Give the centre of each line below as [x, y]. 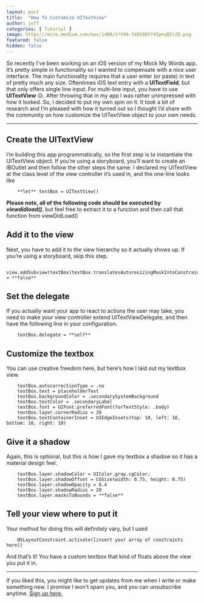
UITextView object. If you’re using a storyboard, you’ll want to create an [96, 161]
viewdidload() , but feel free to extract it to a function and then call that [95, 209]
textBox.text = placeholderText [58, 391]
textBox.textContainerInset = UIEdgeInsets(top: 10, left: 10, [99, 418]
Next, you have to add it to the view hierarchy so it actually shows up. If [96, 249]
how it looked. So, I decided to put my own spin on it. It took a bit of [90, 102]
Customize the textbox [50, 354]
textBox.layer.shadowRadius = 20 [59, 490]
